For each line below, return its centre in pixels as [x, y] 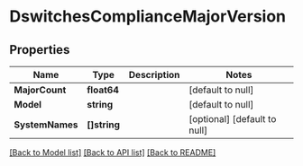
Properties [40, 50]
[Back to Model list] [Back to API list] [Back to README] [113, 153]
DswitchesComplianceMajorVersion [148, 17]
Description [154, 75]
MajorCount [40, 90]
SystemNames [46, 125]
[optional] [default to [233, 119]
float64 [103, 90]
